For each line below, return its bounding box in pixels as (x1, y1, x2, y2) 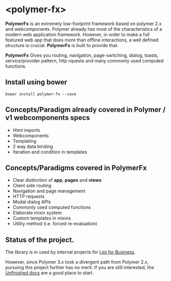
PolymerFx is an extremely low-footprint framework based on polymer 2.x (5, 20, 162, 27)
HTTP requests (12, 193, 45, 200)
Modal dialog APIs (12, 199, 51, 205)
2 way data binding (12, 143, 54, 149)
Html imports (12, 127, 40, 133)
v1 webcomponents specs (5, 114, 90, 122)
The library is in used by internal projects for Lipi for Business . (5, 249, 136, 255)
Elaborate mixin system (12, 210, 62, 216)
